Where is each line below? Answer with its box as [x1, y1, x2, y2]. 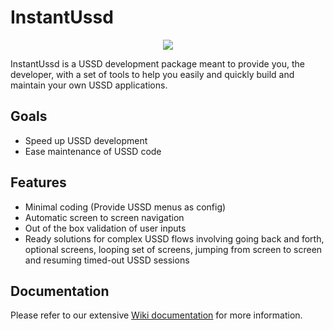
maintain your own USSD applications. [10, 79, 168, 91]
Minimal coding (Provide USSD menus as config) [24, 201, 227, 213]
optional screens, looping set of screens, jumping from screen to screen [24, 243, 323, 255]
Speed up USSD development [24, 134, 148, 146]
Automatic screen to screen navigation [24, 211, 185, 223]
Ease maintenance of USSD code [24, 145, 162, 157]
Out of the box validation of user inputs [24, 222, 187, 234]
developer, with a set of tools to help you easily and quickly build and [10, 68, 295, 80]
